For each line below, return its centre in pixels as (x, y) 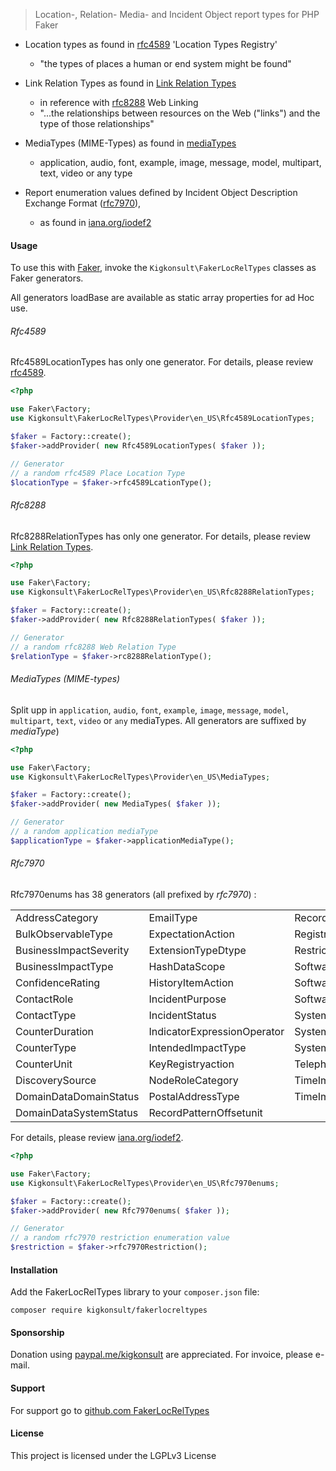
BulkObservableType (64, 934)
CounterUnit (44, 1064)
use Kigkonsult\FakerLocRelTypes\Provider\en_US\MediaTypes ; (140, 777)
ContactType (46, 1016)
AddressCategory (57, 918)
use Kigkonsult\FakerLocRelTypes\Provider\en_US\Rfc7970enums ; (145, 1183)
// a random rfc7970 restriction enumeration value (120, 1238)
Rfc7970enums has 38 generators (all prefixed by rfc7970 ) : (133, 895)
